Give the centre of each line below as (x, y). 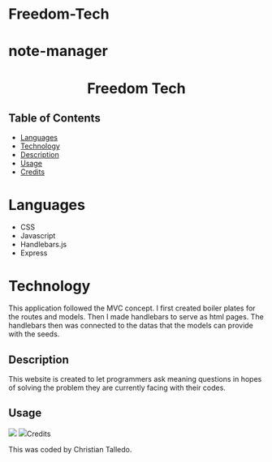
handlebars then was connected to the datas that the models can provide (131, 326)
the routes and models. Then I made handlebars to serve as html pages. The (136, 317)
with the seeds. (34, 334)
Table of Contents (55, 118)
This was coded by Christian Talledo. (70, 449)
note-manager (58, 51)
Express (34, 253)
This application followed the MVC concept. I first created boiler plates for (132, 308)
